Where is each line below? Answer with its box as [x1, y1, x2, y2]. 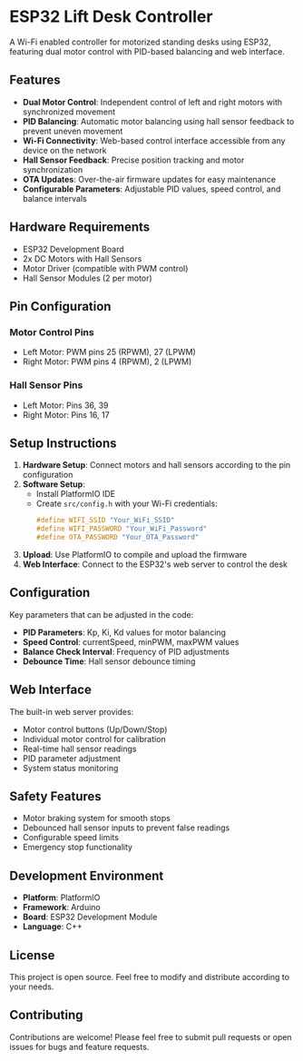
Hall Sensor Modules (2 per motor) [22, 273, 152, 283]
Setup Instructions [9, 435, 117, 451]
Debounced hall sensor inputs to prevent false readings [22, 822, 230, 833]
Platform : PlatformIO [22, 892, 101, 903]
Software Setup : [22, 479, 86, 490]
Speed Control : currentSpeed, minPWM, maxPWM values [22, 636, 239, 647]
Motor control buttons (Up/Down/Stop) [22, 724, 168, 735]
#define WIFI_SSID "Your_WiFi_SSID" [35, 516, 175, 525]
